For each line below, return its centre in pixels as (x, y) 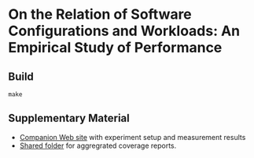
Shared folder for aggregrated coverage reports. (98, 145)
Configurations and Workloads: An (124, 31)
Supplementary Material (69, 118)
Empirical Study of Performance (115, 48)
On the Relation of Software (100, 14)
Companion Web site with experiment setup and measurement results (133, 137)
